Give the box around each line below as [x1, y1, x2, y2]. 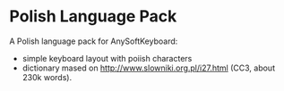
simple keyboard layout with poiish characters [22, 53, 193, 63]
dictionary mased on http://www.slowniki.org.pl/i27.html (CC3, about [22, 62, 276, 73]
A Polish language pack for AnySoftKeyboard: [9, 36, 178, 46]
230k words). [22, 71, 73, 82]
